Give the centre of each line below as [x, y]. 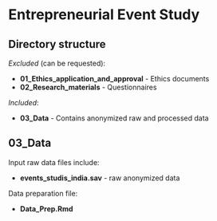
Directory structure [57, 44]
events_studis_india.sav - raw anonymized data [100, 178]
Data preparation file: [43, 193]
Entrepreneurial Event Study [104, 15]
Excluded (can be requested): [57, 63]
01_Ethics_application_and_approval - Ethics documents [114, 79]
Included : [24, 103]
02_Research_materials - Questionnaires [88, 87]
